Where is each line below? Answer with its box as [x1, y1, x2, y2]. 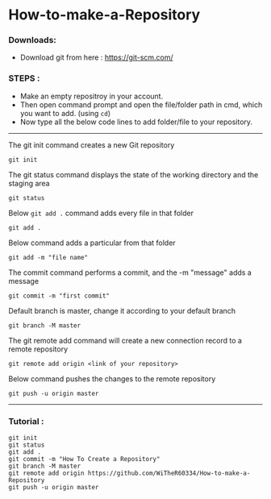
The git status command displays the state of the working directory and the [8, 169, 259, 179]
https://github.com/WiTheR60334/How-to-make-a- [87, 469, 251, 477]
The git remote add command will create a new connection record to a [8, 335, 242, 345]
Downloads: [8, 35, 56, 46]
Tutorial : [8, 415, 44, 426]
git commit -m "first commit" [8, 292, 110, 300]
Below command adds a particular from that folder [8, 238, 176, 247]
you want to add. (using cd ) [19, 108, 111, 118]
